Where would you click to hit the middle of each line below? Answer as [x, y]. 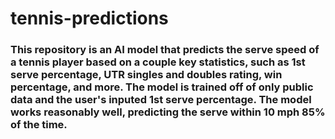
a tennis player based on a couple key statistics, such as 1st [158, 62]
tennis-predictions [89, 18]
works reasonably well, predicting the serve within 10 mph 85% [168, 112]
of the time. [39, 125]
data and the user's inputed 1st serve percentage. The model [161, 100]
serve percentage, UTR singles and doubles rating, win [146, 75]
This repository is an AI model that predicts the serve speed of [165, 50]
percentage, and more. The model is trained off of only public [162, 87]
